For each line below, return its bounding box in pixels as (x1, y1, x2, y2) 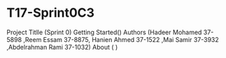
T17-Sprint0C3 (6, 5, 95, 21)
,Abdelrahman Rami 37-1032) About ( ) (6, 43, 118, 51)
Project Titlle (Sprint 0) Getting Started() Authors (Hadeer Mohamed (6, 28, 202, 36)
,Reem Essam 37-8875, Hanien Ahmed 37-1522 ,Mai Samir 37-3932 (23, 35, 220, 43)
